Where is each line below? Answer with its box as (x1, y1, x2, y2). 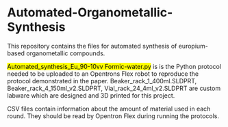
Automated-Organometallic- (7, 5, 173, 20)
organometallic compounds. (26, 49, 105, 57)
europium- (178, 42, 209, 50)
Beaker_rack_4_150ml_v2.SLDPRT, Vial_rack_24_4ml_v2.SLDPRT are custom (7, 84, 221, 92)
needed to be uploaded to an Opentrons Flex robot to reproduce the (7, 70, 199, 78)
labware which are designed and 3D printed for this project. (7, 91, 175, 100)
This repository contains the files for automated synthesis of (7, 42, 177, 50)
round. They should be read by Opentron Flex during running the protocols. (7, 111, 220, 120)
